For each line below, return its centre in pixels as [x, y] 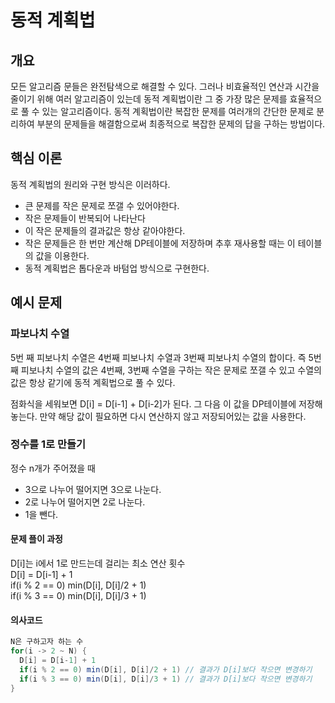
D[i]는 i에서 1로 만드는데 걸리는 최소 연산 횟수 [98, 563]
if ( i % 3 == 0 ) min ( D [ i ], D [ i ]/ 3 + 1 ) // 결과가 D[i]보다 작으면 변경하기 [166, 679]
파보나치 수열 [40, 334]
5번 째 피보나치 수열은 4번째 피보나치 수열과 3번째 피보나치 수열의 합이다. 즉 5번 [166, 357]
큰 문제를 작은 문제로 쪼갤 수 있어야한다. [102, 205]
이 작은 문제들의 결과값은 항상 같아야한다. [105, 230]
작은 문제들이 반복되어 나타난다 [85, 218]
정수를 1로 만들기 [48, 444]
